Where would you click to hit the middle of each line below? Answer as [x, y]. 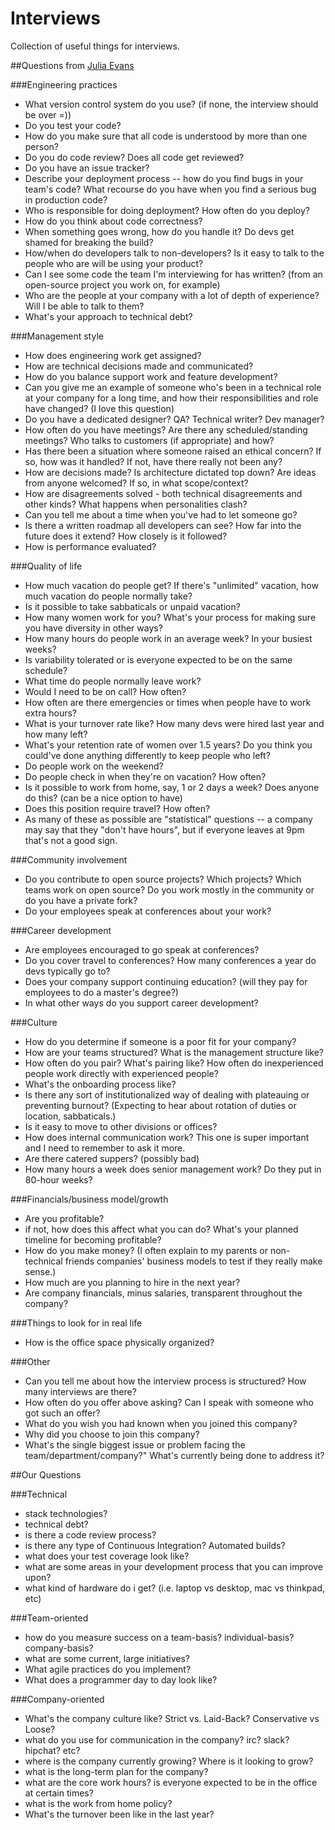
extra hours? [50, 713]
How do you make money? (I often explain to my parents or [146, 1250]
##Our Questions [46, 1474]
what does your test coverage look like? [107, 1556]
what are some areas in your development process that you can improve [173, 1566]
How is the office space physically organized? [119, 1342]
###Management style [57, 336]
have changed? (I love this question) [99, 408]
